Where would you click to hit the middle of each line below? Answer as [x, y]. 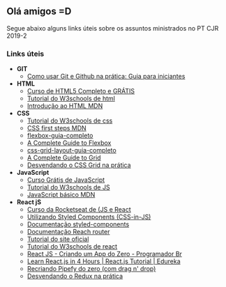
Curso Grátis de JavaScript [66, 180]
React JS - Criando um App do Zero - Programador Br [105, 254]
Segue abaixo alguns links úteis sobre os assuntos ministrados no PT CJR [113, 28]
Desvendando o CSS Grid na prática [79, 165]
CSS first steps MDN [56, 128]
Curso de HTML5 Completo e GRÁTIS [81, 91]
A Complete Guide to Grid [64, 158]
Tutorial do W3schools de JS [68, 187]
